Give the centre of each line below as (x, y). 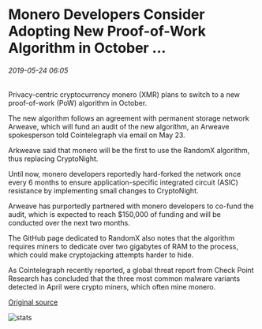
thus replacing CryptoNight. (53, 159)
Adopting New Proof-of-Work (107, 31)
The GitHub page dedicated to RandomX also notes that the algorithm (122, 238)
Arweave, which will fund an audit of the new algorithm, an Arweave (119, 127)
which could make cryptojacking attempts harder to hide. (101, 255)
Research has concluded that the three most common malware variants (124, 279)
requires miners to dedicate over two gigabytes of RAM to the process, (124, 247)
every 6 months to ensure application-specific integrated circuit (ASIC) (124, 182)
